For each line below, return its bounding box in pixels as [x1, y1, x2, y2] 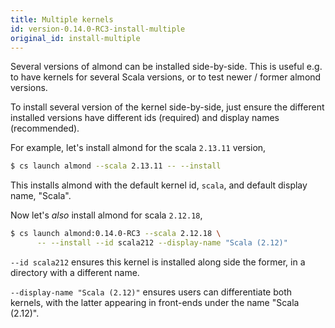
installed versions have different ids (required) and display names [10, 112, 280, 124]
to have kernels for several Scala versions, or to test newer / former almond [10, 71, 322, 83]
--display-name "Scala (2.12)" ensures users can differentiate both [10, 286, 293, 298]
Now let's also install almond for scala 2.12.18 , [10, 209, 203, 221]
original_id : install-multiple [10, 33, 141, 43]
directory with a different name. [10, 267, 140, 278]
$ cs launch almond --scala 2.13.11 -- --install [10, 161, 222, 171]
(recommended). [10, 122, 80, 135]
